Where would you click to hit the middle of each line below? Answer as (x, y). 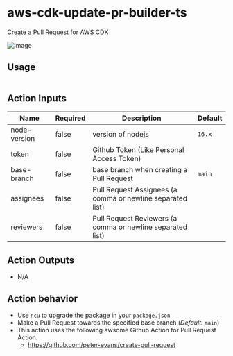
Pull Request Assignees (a (135, 189)
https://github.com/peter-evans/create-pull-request (101, 345)
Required (70, 118)
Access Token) (117, 158)
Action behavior (43, 299)
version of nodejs (121, 134)
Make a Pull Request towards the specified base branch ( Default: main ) (118, 323)
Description (141, 118)
